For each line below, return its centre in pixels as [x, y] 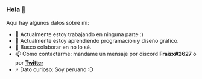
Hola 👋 [16, 10]
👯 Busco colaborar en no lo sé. [53, 47]
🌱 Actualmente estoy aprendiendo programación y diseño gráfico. [97, 41]
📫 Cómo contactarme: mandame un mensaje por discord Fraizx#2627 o [106, 54]
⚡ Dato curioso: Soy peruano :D [54, 69]
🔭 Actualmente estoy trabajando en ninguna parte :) [79, 34]
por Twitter [29, 63]
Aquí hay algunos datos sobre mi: [48, 23]
